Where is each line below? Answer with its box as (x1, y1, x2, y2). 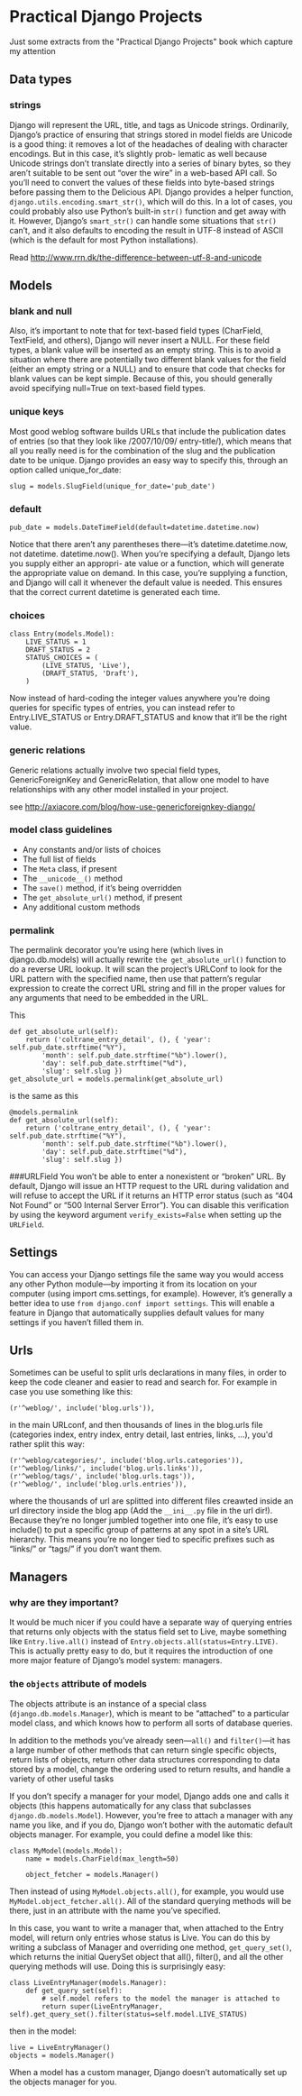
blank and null (9, 305, 72, 317)
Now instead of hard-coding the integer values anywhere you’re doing (9, 692, 270, 704)
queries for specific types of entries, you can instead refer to (9, 702, 236, 713)
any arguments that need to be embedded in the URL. (9, 993, 209, 1003)
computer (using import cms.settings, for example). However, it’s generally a (9, 1287, 293, 1299)
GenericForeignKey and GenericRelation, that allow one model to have (9, 773, 270, 785)
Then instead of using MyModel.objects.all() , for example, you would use (9, 1886, 285, 1897)
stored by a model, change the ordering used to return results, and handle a (9, 1763, 291, 1774)
